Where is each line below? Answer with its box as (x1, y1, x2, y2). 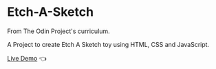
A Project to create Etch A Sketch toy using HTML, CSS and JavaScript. (7, 40, 210, 48)
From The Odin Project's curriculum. (7, 27, 110, 35)
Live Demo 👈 (7, 54, 47, 62)
